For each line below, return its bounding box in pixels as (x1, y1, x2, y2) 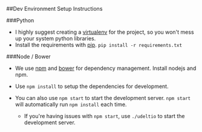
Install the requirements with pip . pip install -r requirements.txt (15, 42, 183, 48)
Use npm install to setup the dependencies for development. (15, 83, 169, 90)
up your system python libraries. (15, 35, 96, 42)
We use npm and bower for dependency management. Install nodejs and (15, 64, 197, 72)
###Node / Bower (6, 53, 51, 60)
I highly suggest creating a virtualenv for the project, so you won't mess (15, 28, 195, 36)
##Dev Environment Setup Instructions (6, 5, 103, 12)
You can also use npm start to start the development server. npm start (15, 95, 191, 101)
